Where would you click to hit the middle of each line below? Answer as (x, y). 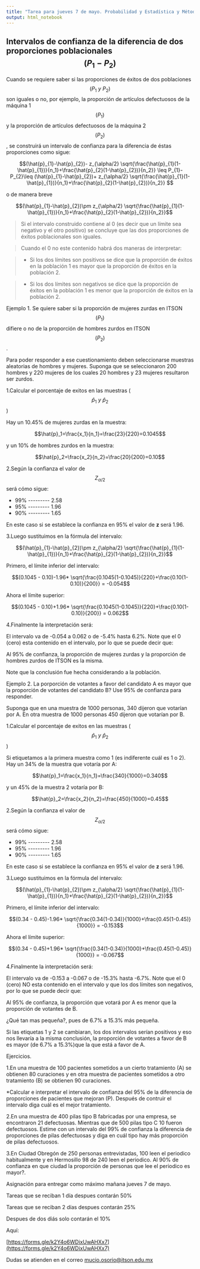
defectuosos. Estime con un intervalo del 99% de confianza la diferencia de (99, 1129)
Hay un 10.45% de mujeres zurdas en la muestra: (66, 423)
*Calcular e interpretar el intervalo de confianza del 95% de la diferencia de (99, 1092)
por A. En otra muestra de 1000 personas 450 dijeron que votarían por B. (96, 714)
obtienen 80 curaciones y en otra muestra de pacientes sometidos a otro (96, 1074)
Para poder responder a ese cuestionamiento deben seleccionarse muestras (100, 360)
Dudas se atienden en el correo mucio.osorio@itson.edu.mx (80, 1259)
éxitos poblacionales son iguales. (61, 236)
